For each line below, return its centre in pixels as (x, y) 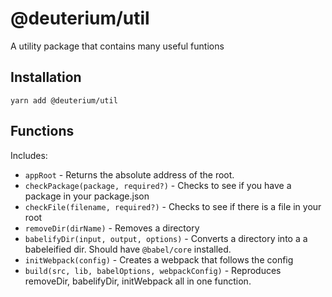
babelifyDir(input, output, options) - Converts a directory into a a (166, 238)
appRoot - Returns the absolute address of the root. (129, 174)
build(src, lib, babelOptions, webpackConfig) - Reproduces (153, 270)
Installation (46, 77)
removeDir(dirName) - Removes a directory (112, 228)
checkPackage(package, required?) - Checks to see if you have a (158, 185)
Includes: (29, 155)
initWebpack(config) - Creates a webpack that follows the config (159, 259)
